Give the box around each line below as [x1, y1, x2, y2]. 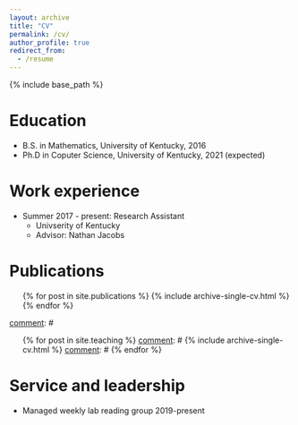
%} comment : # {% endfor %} [51, 344, 163, 354]
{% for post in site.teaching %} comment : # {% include [21, 335, 226, 345]
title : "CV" [9, 21, 54, 30]
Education [9, 111, 87, 131]
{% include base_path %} [9, 80, 104, 89]
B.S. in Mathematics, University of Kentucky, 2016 [21, 140, 207, 150]
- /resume [17, 55, 54, 64]
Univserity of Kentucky [35, 220, 121, 231]
